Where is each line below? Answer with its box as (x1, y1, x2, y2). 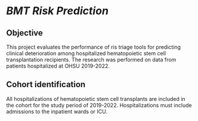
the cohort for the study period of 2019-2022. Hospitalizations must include (6, 101, 192, 109)
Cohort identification (6, 79, 86, 90)
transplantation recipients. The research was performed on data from (6, 56, 177, 63)
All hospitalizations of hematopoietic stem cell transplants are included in (6, 95, 186, 102)
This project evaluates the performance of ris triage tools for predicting (6, 43, 181, 50)
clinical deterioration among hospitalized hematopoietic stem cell (6, 50, 166, 57)
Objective (6, 28, 44, 38)
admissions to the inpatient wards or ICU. (6, 108, 107, 115)
